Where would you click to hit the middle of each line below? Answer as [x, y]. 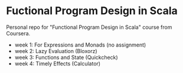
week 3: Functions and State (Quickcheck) [66, 57]
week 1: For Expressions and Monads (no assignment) [80, 45]
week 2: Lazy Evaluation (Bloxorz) [56, 51]
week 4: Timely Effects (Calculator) [58, 64]
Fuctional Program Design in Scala [92, 11]
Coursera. [18, 33]
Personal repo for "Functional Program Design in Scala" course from [89, 27]
